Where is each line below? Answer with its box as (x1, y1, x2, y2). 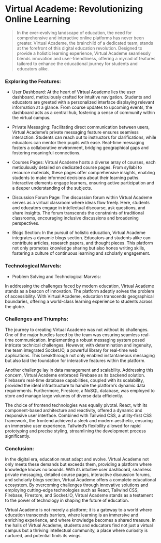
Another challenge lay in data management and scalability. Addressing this (5, 367, 154, 373)
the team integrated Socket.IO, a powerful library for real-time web (5, 347, 138, 353)
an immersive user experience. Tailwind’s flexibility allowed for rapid (5, 423, 141, 428)
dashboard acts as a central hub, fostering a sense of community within (12, 110, 155, 115)
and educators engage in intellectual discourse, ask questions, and (12, 205, 146, 211)
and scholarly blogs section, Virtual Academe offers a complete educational (5, 477, 156, 483)
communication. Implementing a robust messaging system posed (15, 337, 145, 343)
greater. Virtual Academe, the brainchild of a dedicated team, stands (16, 40, 153, 46)
